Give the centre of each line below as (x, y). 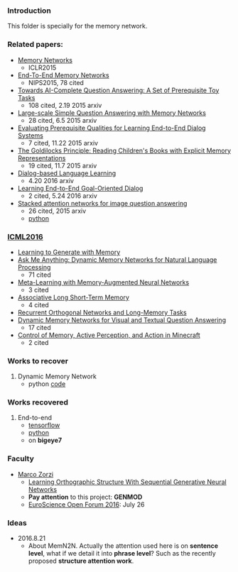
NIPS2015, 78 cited (56, 82)
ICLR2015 (42, 67)
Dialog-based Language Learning (67, 173)
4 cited (39, 304)
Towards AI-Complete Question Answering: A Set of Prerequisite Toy (118, 90)
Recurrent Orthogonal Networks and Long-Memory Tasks (102, 312)
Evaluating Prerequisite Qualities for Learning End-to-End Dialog (112, 128)
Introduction (29, 11)
